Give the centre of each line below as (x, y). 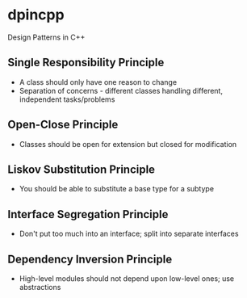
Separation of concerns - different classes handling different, (121, 90)
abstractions (40, 287)
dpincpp (36, 15)
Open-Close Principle (63, 125)
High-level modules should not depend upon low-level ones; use (127, 279)
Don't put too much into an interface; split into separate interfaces (129, 234)
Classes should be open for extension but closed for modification (128, 144)
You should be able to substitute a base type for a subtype (117, 189)
